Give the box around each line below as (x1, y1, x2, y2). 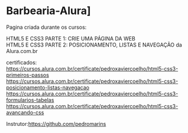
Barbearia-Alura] (6, 4, 91, 18)
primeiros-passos (6, 71, 49, 78)
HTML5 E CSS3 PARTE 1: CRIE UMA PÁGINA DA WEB (6, 35, 136, 42)
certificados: (6, 59, 37, 66)
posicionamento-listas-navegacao (6, 84, 90, 91)
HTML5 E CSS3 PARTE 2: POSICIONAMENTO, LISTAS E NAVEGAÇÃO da (6, 41, 182, 48)
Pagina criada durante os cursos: (6, 24, 87, 31)
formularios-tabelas (6, 96, 54, 104)
